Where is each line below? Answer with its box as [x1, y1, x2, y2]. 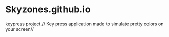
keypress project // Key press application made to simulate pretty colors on [5, 21, 164, 27]
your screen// [5, 26, 34, 32]
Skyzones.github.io [5, 4, 91, 15]
